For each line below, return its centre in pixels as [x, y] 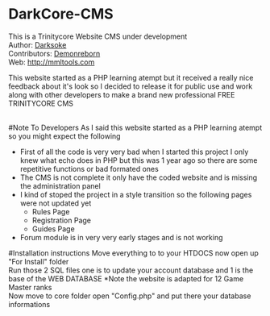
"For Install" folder [39, 261]
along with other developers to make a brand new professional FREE [122, 94]
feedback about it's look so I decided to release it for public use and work [131, 86]
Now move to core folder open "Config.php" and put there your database [130, 296]
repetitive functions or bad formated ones [89, 168]
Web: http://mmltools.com [52, 62]
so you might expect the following [64, 136]
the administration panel [60, 185]
